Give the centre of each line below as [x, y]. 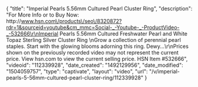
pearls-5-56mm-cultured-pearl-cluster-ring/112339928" [75, 78]
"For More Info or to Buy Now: [43, 15]
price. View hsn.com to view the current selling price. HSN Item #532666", [97, 59]
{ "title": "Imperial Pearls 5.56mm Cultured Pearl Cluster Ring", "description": [99, 9]
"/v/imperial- [164, 71]
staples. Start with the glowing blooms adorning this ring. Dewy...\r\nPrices [98, 46]
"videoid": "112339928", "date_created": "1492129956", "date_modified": [95, 65]
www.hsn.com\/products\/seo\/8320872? [72, 21]
